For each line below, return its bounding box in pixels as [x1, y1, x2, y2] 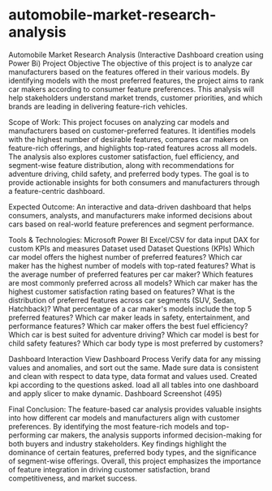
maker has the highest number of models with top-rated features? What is [8, 261, 256, 270]
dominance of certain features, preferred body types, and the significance [8, 447, 257, 457]
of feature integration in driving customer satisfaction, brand [8, 464, 210, 474]
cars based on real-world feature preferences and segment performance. [8, 219, 254, 229]
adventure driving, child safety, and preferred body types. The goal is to [8, 169, 249, 179]
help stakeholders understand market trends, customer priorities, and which [8, 93, 263, 102]
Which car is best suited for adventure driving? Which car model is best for [8, 329, 260, 339]
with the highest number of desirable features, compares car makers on [8, 134, 249, 144]
